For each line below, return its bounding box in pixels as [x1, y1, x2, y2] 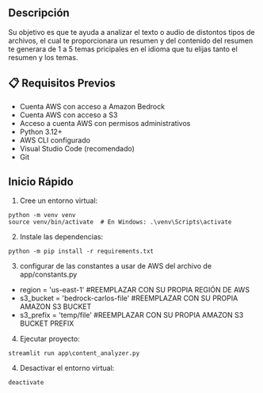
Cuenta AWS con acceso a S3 [19, 110, 118, 120]
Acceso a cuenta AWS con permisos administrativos [19, 118, 191, 128]
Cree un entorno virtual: [19, 196, 98, 205]
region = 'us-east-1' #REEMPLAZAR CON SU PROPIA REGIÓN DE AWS [19, 285, 250, 295]
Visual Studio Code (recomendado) [19, 143, 135, 153]
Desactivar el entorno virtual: [19, 364, 115, 373]
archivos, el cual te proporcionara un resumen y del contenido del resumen [8, 36, 253, 45]
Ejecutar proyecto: [19, 334, 81, 344]
